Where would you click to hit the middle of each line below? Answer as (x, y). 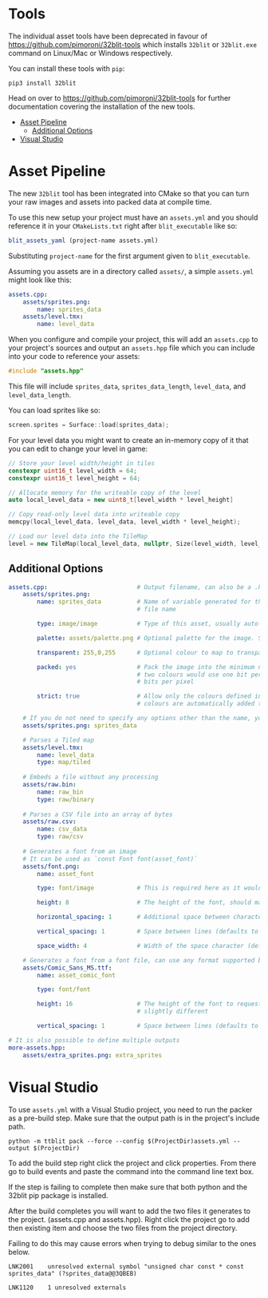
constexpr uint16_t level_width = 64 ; (73, 471)
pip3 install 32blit (43, 83)
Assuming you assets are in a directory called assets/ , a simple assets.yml (131, 271)
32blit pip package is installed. (59, 1195)
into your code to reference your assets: (74, 356)
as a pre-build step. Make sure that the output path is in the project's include (134, 1118)
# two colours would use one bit (192, 675)
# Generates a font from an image (80, 851)
